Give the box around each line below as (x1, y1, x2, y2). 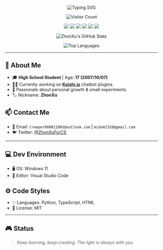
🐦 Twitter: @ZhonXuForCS (12, 129, 66, 135)
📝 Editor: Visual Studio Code (12, 172, 69, 179)
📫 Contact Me (5, 109, 50, 117)
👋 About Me (5, 61, 41, 70)
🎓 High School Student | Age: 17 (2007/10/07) (12, 74, 108, 80)
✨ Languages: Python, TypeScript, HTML (12, 200, 95, 205)
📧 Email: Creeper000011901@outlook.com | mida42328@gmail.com (12, 124, 136, 129)
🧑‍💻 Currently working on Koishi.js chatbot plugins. (12, 81, 114, 87)
